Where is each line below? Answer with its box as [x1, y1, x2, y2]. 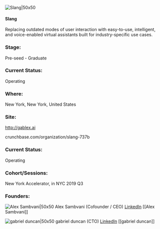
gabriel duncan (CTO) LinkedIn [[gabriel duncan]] [55, 218, 155, 224]
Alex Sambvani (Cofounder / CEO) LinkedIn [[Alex [55, 204, 155, 210]
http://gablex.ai [5, 125, 36, 131]
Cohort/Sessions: [5, 170, 48, 176]
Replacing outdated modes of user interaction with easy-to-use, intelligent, [5, 27, 156, 33]
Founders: [5, 192, 30, 199]
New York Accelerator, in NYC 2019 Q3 [5, 180, 83, 186]
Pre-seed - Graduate [5, 55, 47, 61]
